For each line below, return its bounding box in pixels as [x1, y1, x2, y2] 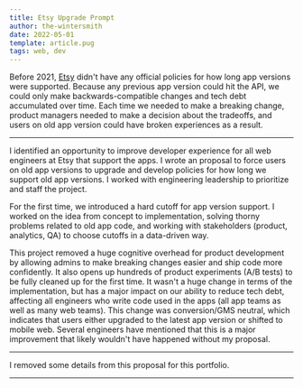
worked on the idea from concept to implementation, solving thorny [9, 211, 260, 222]
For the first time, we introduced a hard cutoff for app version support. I [9, 201, 275, 212]
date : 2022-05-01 [9, 30, 75, 39]
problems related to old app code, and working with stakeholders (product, [9, 220, 289, 231]
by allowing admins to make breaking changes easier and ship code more [9, 257, 283, 268]
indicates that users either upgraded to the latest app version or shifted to [9, 315, 283, 326]
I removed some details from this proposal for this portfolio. [9, 360, 230, 371]
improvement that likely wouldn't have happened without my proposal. [9, 334, 271, 345]
